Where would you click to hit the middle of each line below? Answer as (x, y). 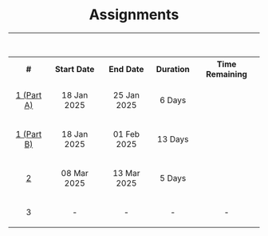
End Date (126, 69)
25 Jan (126, 95)
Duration (173, 69)
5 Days (173, 178)
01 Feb (126, 134)
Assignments (134, 15)
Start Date (75, 69)
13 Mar (126, 173)
